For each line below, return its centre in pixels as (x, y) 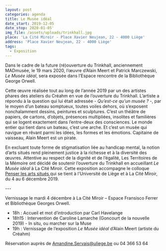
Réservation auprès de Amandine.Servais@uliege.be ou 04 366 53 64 (77, 243)
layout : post (19, 10)
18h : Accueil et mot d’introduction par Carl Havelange (67, 212)
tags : (11, 46)
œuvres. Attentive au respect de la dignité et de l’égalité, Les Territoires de (81, 158)
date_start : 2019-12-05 (30, 23)
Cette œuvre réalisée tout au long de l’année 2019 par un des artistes (76, 90)
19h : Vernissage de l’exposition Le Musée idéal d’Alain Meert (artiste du (85, 228)
